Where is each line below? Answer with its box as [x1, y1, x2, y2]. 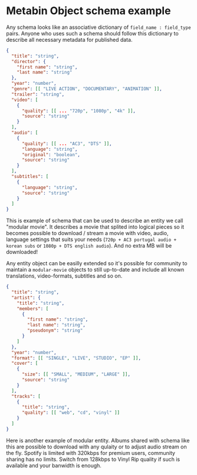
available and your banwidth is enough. [6, 461, 102, 469]
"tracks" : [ [11, 393, 41, 399]
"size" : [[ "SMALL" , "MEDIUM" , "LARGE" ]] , [21, 371, 131, 378]
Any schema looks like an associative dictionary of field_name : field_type [6, 24, 191, 31]
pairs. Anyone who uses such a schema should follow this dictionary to [6, 29, 179, 37]
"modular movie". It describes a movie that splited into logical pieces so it [6, 223, 185, 230]
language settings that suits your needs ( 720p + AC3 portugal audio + [6, 236, 177, 243]
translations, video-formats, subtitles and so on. [6, 272, 123, 279]
